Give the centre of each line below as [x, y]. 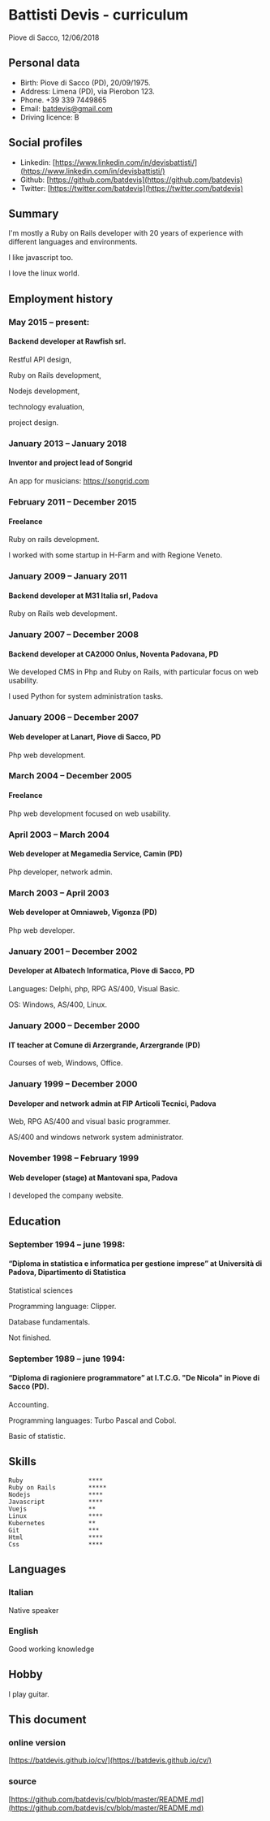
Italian [21, 1593]
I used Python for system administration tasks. [86, 696]
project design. [34, 422]
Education [35, 1221]
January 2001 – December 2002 [73, 951]
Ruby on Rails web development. [63, 614]
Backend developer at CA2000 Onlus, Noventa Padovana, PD [114, 654]
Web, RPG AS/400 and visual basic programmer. [90, 1121]
